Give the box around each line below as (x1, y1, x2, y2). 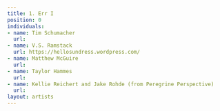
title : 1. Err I (7, 10, 54, 17)
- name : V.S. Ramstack (7, 42, 72, 49)
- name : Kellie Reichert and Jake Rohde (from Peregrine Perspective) (7, 81, 214, 88)
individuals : (7, 23, 45, 30)
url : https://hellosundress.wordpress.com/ (13, 49, 140, 56)
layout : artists (7, 94, 54, 101)
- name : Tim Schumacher (7, 29, 76, 37)
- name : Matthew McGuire (7, 55, 79, 62)
